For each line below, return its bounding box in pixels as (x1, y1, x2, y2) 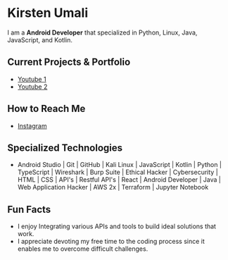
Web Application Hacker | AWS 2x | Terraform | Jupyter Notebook (17, 183, 209, 192)
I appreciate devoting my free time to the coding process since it (17, 237, 205, 246)
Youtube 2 (17, 82, 48, 91)
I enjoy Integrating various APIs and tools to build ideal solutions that (17, 222, 217, 230)
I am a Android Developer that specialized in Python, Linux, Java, (7, 28, 198, 37)
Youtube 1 (17, 75, 47, 83)
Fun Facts (7, 203, 51, 216)
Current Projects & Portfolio (7, 56, 131, 68)
